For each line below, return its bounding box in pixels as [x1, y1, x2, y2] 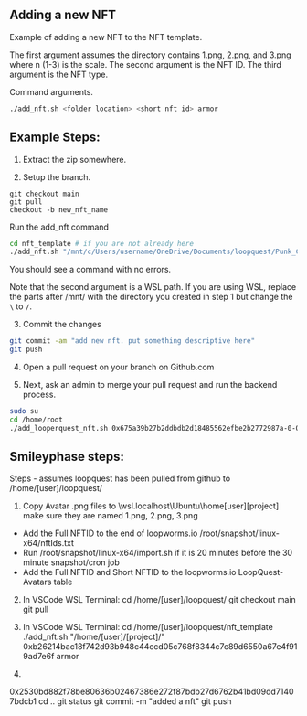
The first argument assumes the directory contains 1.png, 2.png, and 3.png [9, 49, 291, 60]
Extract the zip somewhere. [22, 154, 127, 165]
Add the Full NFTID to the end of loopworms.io [22, 528, 198, 539]
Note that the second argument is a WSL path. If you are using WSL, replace [9, 282, 297, 293]
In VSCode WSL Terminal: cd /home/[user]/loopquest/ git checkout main [22, 594, 297, 605]
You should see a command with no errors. [9, 264, 172, 275]
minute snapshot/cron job [22, 557, 121, 568]
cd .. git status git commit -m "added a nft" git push [37, 696, 232, 707]
